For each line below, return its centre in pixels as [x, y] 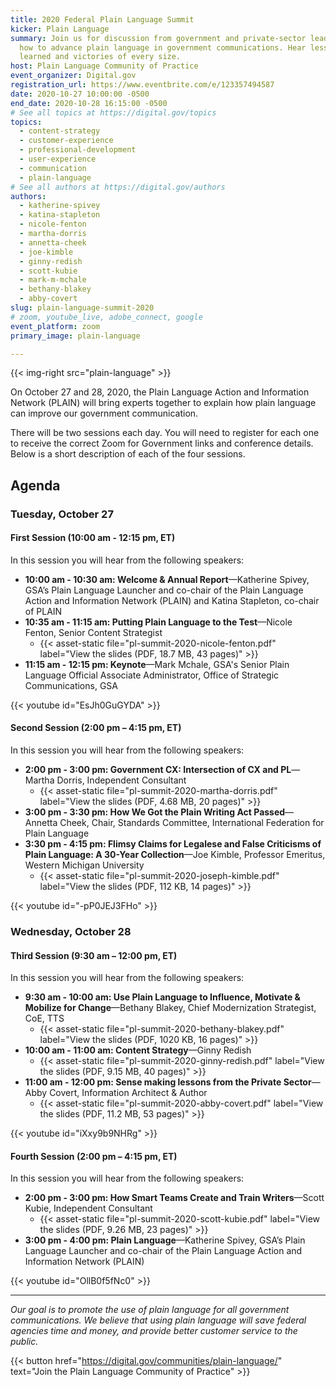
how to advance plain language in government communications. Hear [163, 47]
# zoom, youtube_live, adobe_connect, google [106, 317]
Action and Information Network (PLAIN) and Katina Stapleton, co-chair [172, 600]
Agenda [35, 485]
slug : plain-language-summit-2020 [82, 308]
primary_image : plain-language [75, 336]
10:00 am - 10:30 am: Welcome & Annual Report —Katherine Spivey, [167, 579]
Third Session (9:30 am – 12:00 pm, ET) [94, 955]
